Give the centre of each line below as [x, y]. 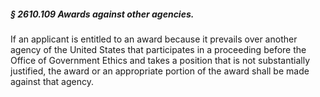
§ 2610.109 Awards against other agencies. [102, 14]
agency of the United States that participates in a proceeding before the [158, 49]
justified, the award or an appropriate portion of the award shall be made [160, 71]
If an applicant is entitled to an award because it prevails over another [154, 39]
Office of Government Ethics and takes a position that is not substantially [160, 60]
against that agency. [52, 81]
